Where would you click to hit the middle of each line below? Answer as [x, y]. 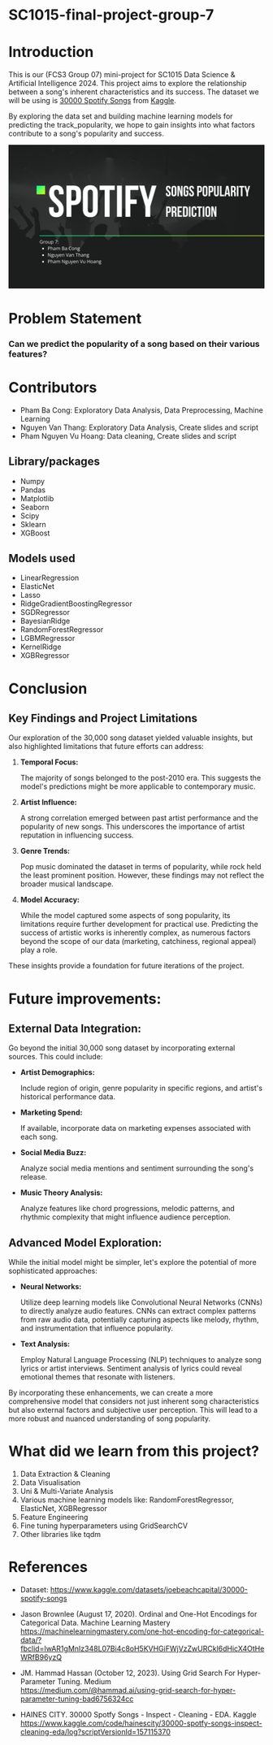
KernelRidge [41, 647]
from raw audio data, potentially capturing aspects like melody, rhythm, [139, 1320]
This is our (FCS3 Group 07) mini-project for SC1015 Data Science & [122, 75]
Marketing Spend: [51, 1113]
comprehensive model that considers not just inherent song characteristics [134, 1401]
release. [34, 1177]
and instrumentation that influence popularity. [96, 1328]
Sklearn [33, 524]
